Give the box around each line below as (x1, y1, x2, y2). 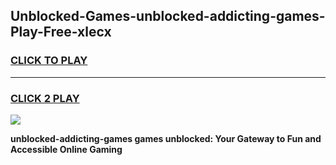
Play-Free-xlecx (10, 24, 112, 41)
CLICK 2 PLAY (10, 91, 80, 105)
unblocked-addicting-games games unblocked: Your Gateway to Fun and (10, 132, 322, 144)
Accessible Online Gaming (10, 143, 123, 155)
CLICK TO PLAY (10, 54, 88, 68)
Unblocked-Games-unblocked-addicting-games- (10, 8, 326, 25)
